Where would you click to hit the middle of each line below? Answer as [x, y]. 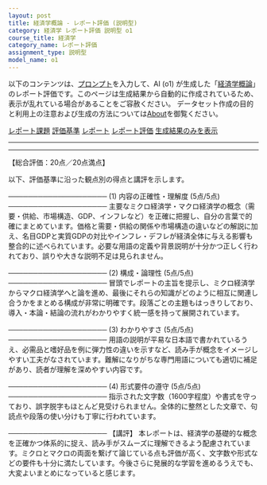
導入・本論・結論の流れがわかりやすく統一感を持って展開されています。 [126, 312]
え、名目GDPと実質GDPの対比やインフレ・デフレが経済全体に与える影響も [131, 236]
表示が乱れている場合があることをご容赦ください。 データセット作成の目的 [131, 104]
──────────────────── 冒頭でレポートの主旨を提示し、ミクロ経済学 [132, 283]
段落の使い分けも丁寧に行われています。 [95, 416]
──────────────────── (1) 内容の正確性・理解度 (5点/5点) [114, 196]
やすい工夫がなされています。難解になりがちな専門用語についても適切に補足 [133, 359]
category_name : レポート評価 [53, 45]
